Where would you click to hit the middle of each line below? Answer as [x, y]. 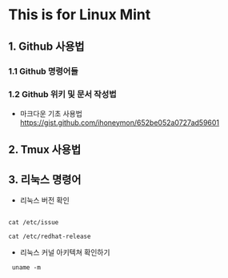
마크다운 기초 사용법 [51, 113]
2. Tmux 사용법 [45, 150]
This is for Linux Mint [80, 15]
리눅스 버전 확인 [44, 200]
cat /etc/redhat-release [50, 236]
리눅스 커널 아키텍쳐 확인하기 [65, 252]
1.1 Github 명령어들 [43, 71]
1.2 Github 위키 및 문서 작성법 [63, 95]
